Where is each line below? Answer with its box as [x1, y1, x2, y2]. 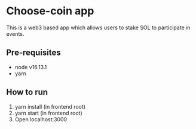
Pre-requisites [6, 48, 61, 58]
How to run [6, 87, 48, 97]
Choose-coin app [6, 4, 94, 18]
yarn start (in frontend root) [14, 109, 82, 116]
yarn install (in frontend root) [14, 103, 85, 110]
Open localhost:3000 [14, 115, 68, 123]
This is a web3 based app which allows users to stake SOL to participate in [6, 24, 191, 31]
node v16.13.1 [14, 63, 47, 70]
